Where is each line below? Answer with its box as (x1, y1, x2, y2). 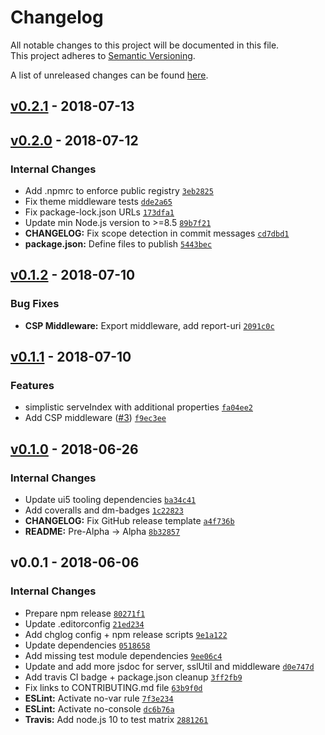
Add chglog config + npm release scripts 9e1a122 (24, 628, 228, 640)
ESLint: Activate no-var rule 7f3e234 (24, 692, 174, 704)
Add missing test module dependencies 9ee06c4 (24, 649, 223, 661)
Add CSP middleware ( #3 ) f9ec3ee (24, 412, 167, 424)
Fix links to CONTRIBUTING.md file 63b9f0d (24, 681, 203, 693)
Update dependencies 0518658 (24, 639, 151, 651)
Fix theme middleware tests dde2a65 (24, 196, 173, 208)
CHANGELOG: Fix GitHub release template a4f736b (24, 515, 235, 527)
